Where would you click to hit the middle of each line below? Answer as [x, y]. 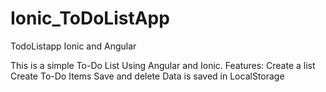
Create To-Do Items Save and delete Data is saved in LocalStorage [147, 76]
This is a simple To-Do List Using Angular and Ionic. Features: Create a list [163, 65]
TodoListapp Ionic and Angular [73, 46]
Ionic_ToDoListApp [90, 18]
